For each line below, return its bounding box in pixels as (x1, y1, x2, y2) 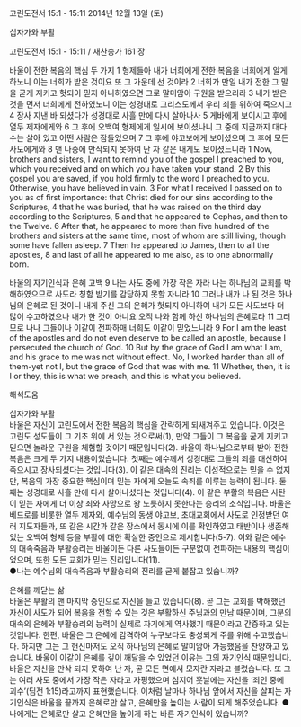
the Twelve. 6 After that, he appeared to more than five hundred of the (9, 221, 270, 231)
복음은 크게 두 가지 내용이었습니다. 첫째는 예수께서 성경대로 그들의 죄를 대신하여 (9, 453, 288, 464)
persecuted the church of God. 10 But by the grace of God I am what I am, (9, 342, 283, 352)
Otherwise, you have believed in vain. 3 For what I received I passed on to (9, 182, 283, 193)
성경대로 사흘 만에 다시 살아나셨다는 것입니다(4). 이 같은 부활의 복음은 (25, 487, 270, 497)
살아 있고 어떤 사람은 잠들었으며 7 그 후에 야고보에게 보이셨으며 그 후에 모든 (25, 133, 289, 143)
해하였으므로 (9, 288, 54, 299)
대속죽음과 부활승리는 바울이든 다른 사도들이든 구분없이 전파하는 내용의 (18, 543, 267, 554)
